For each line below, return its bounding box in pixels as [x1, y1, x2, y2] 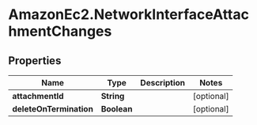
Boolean [100, 104, 133, 114]
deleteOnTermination [12, 104, 93, 114]
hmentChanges [8, 22, 112, 40]
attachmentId [12, 91, 65, 101]
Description [140, 78, 186, 88]
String [100, 91, 125, 101]
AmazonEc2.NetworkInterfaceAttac [8, 6, 249, 24]
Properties [8, 54, 62, 67]
